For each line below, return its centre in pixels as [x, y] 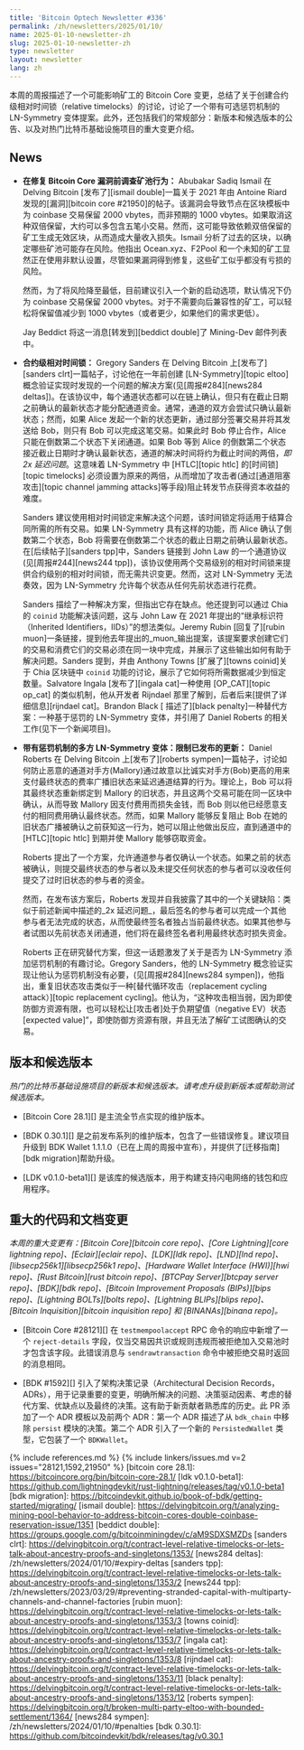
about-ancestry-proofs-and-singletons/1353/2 [96, 1583]
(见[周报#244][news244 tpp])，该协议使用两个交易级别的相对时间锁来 [152, 562]
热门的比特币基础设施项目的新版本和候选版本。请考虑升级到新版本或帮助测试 [152, 1086]
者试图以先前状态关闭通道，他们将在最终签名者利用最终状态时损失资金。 [157, 932]
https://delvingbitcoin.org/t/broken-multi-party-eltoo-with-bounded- [137, 1708]
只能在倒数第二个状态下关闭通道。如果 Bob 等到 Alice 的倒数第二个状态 [154, 441]
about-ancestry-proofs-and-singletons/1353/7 [96, 1640]
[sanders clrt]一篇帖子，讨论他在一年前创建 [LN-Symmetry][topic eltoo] [155, 374]
